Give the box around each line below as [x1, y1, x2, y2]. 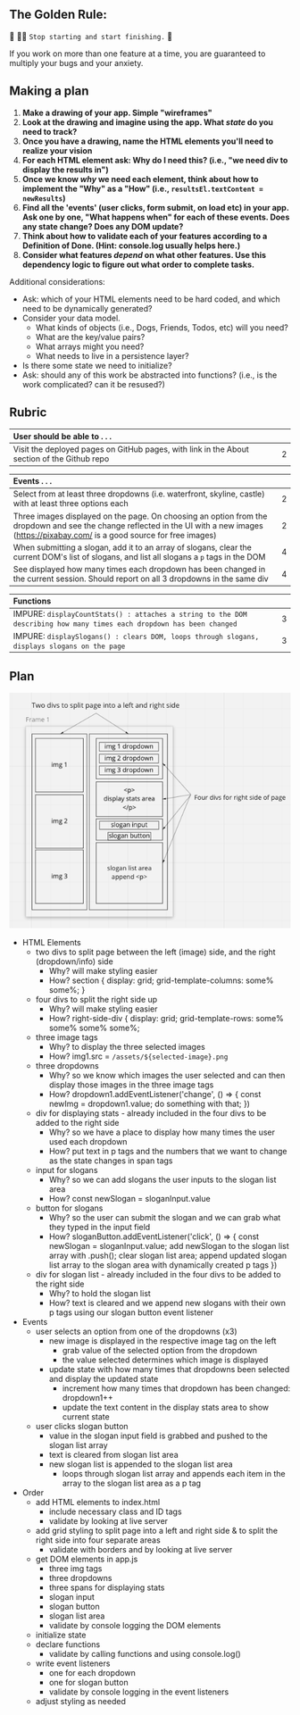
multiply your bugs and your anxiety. [9, 57, 144, 68]
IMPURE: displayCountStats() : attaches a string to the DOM [12, 609, 247, 620]
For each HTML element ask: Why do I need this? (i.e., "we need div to [21, 154, 288, 165]
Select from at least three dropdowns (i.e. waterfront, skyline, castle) [12, 488, 265, 499]
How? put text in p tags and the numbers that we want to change [48, 1145, 287, 1156]
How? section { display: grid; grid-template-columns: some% [48, 975, 274, 986]
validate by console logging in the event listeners [48, 1686, 229, 1697]
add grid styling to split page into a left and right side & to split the [35, 1525, 279, 1536]
